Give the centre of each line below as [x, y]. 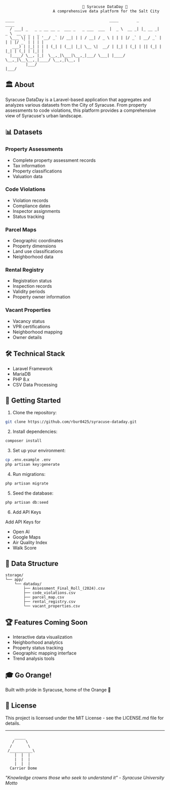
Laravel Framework [33, 368]
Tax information [29, 165]
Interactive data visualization [42, 637]
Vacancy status [29, 321]
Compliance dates [31, 206]
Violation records [30, 200]
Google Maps [27, 537]
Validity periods [29, 292]
